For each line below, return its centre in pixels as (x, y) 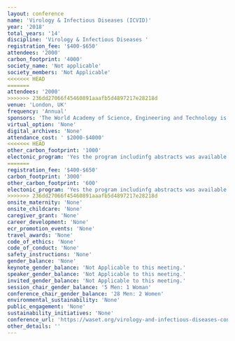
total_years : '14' (34, 33)
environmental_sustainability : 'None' (64, 300)
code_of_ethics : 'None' (42, 242)
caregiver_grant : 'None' (43, 216)
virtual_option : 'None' (42, 124)
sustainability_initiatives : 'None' (60, 313)
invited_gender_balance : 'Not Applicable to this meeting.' (97, 281)
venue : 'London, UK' (37, 105)
